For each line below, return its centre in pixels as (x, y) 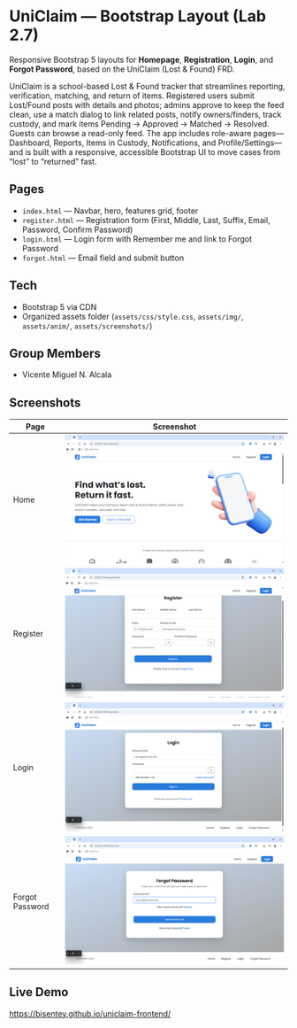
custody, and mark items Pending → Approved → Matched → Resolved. (139, 124)
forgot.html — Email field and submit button (103, 258)
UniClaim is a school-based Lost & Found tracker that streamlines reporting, (147, 86)
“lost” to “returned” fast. (53, 161)
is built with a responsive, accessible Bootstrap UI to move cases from (153, 151)
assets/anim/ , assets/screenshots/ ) (87, 326)
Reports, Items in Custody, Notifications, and (135, 143)
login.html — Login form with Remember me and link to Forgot (137, 239)
